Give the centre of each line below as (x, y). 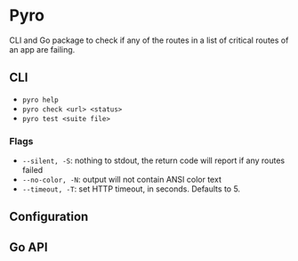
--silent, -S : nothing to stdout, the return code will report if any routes (153, 160)
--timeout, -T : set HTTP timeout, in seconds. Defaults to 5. (131, 189)
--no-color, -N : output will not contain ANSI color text (122, 180)
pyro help (40, 100)
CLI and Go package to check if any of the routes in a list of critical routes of (149, 40)
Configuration (49, 217)
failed (32, 170)
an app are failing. (42, 49)
